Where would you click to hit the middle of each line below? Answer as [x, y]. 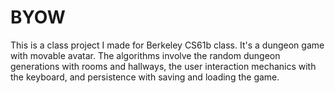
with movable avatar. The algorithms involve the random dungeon [145, 55]
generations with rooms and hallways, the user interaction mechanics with [163, 66]
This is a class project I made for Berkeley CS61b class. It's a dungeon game [167, 45]
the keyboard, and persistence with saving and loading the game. [145, 77]
